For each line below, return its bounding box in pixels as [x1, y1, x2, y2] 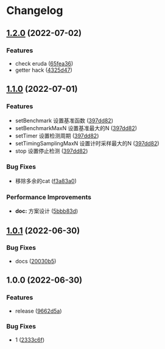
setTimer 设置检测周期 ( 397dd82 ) [15, 132, 99, 139]
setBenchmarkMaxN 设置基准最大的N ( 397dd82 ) [15, 124, 138, 131]
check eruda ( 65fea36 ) [15, 60, 74, 67]
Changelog [6, 4, 63, 18]
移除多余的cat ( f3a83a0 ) [15, 177, 77, 184]
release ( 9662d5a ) [15, 307, 62, 314]
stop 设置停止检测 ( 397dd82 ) [15, 147, 88, 154]
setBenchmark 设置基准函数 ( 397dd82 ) [15, 117, 114, 124]
